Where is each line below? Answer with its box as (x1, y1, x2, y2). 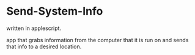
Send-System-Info (6, 4, 103, 18)
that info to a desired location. (6, 43, 82, 50)
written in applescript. (6, 24, 62, 32)
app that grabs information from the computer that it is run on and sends (6, 36, 189, 43)
